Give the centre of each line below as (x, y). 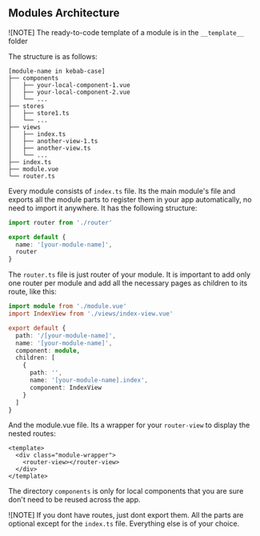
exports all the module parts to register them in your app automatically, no (130, 199)
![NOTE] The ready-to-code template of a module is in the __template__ (126, 32)
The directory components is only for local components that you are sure (126, 491)
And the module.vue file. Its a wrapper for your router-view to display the (129, 425)
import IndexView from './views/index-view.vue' (91, 314)
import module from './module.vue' (68, 306)
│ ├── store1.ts (39, 113)
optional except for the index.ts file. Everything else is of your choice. (124, 524)
